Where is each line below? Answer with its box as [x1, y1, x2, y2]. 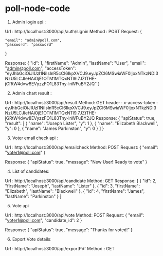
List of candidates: [12, 168, 50, 174]
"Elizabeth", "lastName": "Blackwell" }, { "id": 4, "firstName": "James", [5, 188, 145, 194]
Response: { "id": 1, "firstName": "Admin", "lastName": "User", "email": [5, 60, 146, 66]
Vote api [12, 202, 29, 208]
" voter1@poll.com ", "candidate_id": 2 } [5, 217, 82, 223]
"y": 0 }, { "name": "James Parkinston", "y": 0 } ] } [5, 125, 104, 131]
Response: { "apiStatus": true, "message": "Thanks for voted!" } [5, 227, 133, 233]
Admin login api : [12, 19, 46, 25]
